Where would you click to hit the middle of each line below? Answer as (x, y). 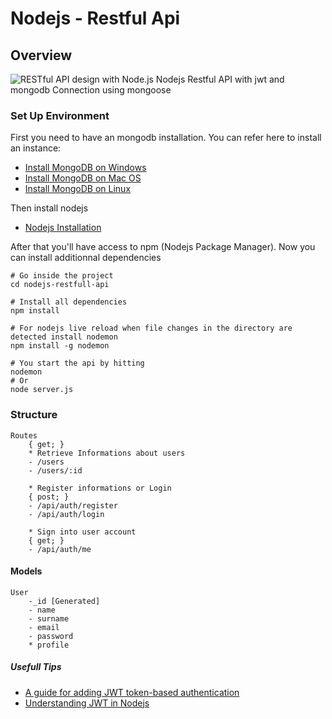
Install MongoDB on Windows (85, 168)
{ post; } (49, 497)
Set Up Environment (60, 115)
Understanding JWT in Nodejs (87, 703)
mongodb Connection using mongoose (91, 90)
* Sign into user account (82, 532)
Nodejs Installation (63, 228)
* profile (49, 645)
